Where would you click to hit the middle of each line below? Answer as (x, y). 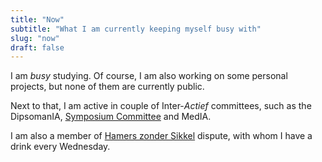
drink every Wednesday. (60, 147)
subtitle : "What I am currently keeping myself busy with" (136, 29)
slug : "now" (35, 38)
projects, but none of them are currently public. (107, 87)
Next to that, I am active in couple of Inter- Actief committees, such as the (161, 106)
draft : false (37, 47)
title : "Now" (37, 19)
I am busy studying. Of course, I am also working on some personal (149, 76)
